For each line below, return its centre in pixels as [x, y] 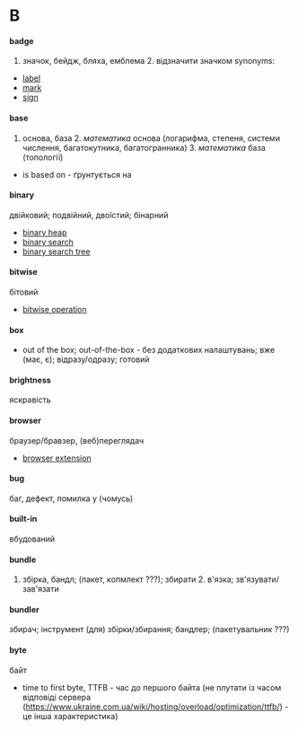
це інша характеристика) [70, 716]
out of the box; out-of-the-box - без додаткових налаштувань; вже [149, 350]
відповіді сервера [57, 697]
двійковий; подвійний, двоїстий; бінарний [89, 215]
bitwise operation [54, 309]
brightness [30, 380]
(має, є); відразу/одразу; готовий [86, 359]
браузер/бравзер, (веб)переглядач [77, 440]
